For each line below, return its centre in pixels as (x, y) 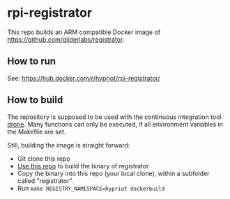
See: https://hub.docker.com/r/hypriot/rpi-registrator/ (84, 78)
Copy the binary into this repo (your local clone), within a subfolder (113, 173)
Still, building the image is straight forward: (69, 145)
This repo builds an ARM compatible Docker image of (84, 32)
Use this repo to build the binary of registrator (83, 166)
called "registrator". (45, 181)
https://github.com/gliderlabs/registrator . (66, 39)
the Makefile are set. (37, 132)
